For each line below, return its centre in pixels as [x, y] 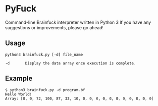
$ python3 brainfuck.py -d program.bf [45, 90]
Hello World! [19, 94]
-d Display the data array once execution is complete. [71, 63]
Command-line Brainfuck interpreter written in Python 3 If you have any [78, 22]
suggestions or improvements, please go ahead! [54, 27]
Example [19, 79]
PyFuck [21, 9]
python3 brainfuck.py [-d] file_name [44, 54]
